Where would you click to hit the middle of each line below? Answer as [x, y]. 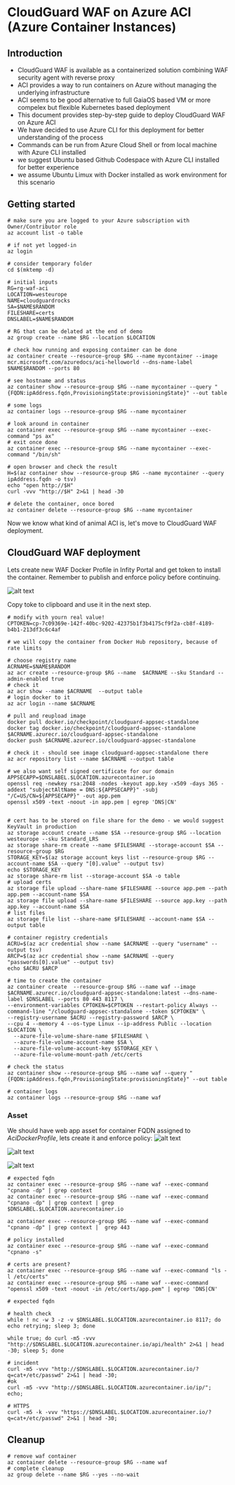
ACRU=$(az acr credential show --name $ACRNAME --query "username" [108, 944]
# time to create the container [54, 980]
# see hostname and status [47, 381]
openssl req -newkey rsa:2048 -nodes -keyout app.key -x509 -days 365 [113, 783]
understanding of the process [60, 137]
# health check [29, 1313]
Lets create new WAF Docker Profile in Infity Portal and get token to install [114, 569]
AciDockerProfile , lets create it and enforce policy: [80, 1138]
